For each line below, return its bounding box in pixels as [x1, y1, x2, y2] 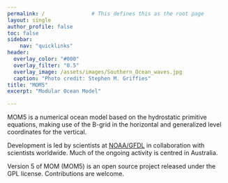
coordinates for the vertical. [7, 128, 87, 136]
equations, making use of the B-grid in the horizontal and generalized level [7, 120, 222, 129]
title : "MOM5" [7, 81, 49, 88]
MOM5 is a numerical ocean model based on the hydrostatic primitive [7, 113, 207, 122]
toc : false [7, 29, 39, 37]
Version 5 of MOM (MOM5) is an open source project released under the [7, 162, 216, 170]
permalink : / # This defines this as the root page [7, 10, 204, 17]
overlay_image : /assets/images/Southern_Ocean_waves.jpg [13, 68, 183, 75]
